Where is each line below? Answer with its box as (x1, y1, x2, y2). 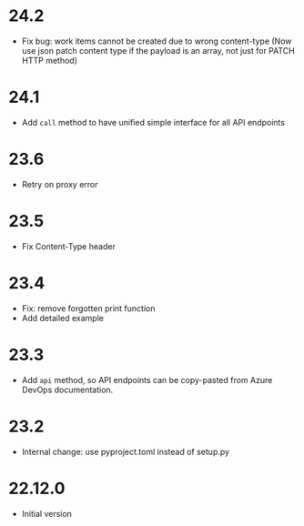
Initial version (21, 508, 72, 519)
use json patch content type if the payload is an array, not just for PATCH (21, 45, 295, 56)
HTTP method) (21, 55, 78, 66)
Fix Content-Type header (21, 240, 116, 251)
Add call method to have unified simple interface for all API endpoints (21, 116, 286, 127)
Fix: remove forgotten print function (21, 302, 156, 314)
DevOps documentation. (21, 384, 114, 395)
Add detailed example (21, 312, 104, 323)
